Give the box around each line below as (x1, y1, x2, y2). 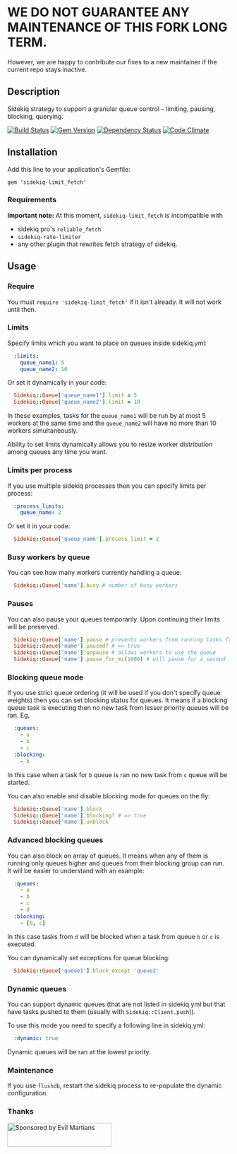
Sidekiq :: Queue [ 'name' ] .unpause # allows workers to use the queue (13, 649, 217, 656)
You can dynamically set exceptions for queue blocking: (7, 953, 171, 962)
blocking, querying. (7, 112, 63, 120)
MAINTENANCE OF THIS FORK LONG (7, 19, 228, 35)
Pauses (7, 599, 34, 609)
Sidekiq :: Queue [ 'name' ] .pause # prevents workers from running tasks (13, 636, 222, 643)
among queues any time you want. (7, 448, 108, 456)
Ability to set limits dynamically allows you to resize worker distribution (7, 440, 213, 449)
